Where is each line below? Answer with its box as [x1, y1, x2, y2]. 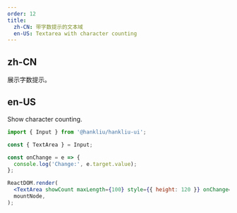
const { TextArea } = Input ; [7, 141, 93, 148]
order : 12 [7, 10, 37, 18]
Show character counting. [7, 115, 83, 123]
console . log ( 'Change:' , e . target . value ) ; [13, 160, 138, 167]
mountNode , [13, 193, 46, 200]
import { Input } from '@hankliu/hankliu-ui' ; [7, 128, 147, 136]
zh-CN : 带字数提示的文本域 [13, 23, 83, 30]
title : [7, 17, 27, 24]
